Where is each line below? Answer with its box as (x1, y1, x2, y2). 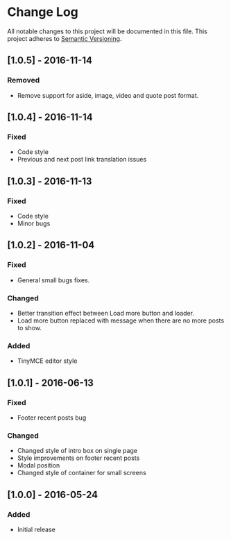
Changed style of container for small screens (17, 469, 147, 477)
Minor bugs (17, 219, 51, 228)
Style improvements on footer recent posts (17, 454, 140, 462)
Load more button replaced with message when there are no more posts (17, 316, 224, 325)
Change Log (7, 4, 78, 20)
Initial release (17, 525, 55, 533)
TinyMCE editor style (17, 357, 78, 365)
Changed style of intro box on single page (17, 447, 137, 455)
